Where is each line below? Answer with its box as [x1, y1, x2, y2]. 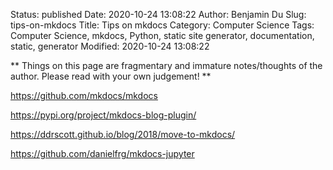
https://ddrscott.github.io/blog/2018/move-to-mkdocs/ [10, 129, 236, 140]
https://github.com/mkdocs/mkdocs [10, 90, 158, 101]
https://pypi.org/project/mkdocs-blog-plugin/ [10, 109, 197, 121]
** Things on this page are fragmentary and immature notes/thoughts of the [10, 60, 323, 71]
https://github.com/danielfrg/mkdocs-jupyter [10, 148, 195, 159]
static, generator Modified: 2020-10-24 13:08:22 [10, 40, 210, 52]
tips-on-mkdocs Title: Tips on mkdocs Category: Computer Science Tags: [10, 19, 315, 31]
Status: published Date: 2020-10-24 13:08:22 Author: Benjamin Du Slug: [10, 9, 307, 20]
